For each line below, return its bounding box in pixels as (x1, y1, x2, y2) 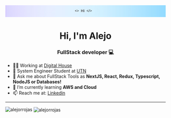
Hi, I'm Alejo (59, 30, 112, 42)
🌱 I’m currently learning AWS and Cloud (12, 84, 97, 90)
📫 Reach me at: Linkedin (12, 89, 66, 96)
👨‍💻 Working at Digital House (12, 62, 72, 68)
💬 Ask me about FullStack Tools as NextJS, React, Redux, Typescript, (12, 73, 160, 79)
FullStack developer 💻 (56, 49, 115, 56)
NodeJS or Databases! (12, 79, 62, 85)
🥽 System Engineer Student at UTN (12, 67, 87, 74)
